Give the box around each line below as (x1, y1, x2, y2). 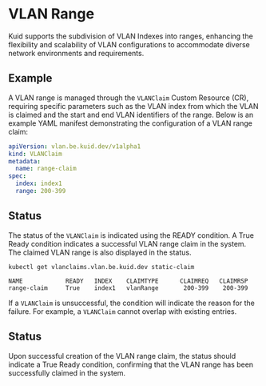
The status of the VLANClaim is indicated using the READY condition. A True (8, 230, 254, 240)
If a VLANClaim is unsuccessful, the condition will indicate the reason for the (8, 298, 256, 308)
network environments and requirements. (8, 48, 145, 58)
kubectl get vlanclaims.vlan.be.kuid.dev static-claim (8, 263, 195, 271)
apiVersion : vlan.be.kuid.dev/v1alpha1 (8, 142, 141, 151)
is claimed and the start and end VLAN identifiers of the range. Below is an (8, 110, 254, 119)
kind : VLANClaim (8, 150, 62, 158)
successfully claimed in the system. (8, 368, 126, 377)
